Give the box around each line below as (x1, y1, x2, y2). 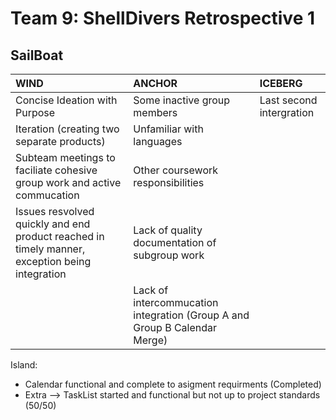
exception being (15, 255, 92, 268)
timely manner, (15, 242, 86, 256)
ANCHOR (133, 77, 178, 90)
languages (133, 135, 183, 148)
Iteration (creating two (15, 122, 120, 136)
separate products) (15, 135, 106, 148)
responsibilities (133, 176, 205, 189)
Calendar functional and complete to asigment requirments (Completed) (24, 378, 322, 390)
